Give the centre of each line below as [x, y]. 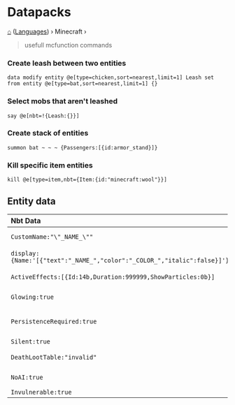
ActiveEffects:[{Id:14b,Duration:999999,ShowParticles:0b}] [113, 277]
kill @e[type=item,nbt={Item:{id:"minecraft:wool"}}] [87, 180]
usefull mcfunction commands [68, 45]
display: [25, 253]
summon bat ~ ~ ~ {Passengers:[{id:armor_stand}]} [83, 147]
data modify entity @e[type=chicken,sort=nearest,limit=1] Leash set [111, 78]
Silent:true [31, 341]
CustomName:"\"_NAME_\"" [52, 237]
